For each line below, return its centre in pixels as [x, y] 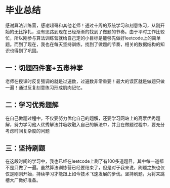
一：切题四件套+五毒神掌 [44, 68]
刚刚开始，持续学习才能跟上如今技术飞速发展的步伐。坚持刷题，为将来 [87, 174]
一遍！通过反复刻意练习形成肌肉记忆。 [45, 87]
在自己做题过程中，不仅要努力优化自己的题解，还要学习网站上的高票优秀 [80, 118]
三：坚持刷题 [25, 148]
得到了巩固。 [27, 51]
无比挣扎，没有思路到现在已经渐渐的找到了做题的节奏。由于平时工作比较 [89, 31]
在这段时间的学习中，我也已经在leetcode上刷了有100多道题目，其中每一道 [82, 161]
